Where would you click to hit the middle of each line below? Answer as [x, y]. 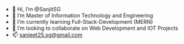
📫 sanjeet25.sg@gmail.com [47, 35]
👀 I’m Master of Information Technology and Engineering [82, 15]
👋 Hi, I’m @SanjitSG [36, 9]
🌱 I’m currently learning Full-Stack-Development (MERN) [82, 22]
